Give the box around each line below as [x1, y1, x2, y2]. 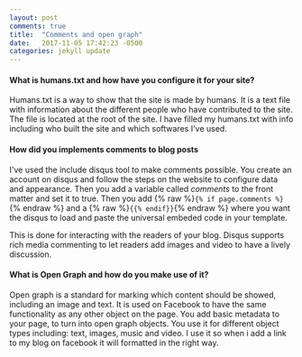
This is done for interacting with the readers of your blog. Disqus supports [9, 229, 285, 240]
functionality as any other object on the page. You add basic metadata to [9, 308, 280, 319]
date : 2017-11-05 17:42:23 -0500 [9, 38, 143, 48]
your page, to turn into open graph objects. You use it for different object [9, 317, 279, 329]
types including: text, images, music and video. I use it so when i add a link [9, 327, 287, 338]
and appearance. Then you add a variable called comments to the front [9, 183, 274, 194]
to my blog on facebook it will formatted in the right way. [9, 337, 219, 348]
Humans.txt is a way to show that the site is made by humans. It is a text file [9, 95, 291, 105]
